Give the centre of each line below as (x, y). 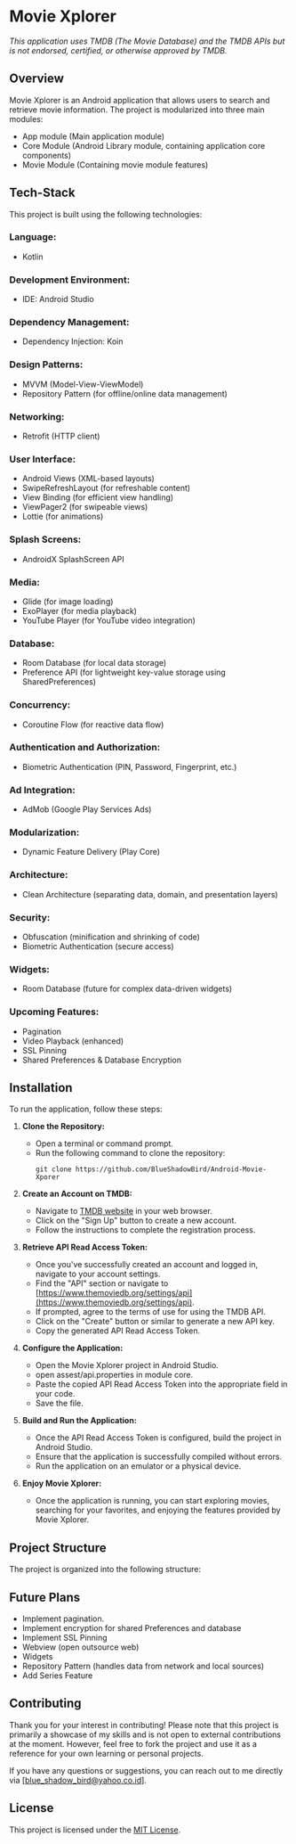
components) (47, 155)
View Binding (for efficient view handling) (98, 497)
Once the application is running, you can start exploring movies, (152, 1501)
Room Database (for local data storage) (94, 663)
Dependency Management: (69, 323)
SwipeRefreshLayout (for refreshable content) (106, 488)
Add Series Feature (57, 1676)
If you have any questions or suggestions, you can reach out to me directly (146, 1770)
